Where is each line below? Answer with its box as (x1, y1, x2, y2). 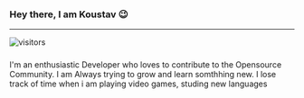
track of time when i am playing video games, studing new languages (9, 78, 268, 89)
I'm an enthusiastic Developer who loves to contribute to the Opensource (9, 59, 282, 70)
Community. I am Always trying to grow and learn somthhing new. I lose (9, 69, 277, 80)
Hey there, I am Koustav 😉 (9, 8, 128, 21)
